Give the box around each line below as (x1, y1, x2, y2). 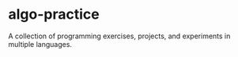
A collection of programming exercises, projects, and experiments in (8, 31, 231, 41)
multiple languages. (8, 39, 73, 48)
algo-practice (8, 5, 100, 23)
